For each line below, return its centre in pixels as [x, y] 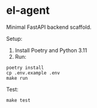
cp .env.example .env [33, 73]
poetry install [25, 67]
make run [17, 78]
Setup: [14, 38]
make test [19, 100]
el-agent [28, 10]
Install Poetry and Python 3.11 [51, 50]
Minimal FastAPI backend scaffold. [49, 27]
